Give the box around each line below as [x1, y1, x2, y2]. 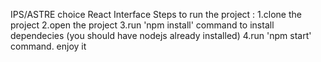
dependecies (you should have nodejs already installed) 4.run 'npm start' [10, 30, 312, 41]
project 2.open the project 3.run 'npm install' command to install [10, 19, 275, 31]
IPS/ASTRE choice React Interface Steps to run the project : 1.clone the [10, 9, 302, 20]
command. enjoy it [10, 40, 87, 52]
